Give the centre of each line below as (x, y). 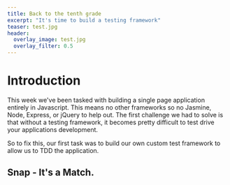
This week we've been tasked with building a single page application (106, 100)
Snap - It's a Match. (51, 173)
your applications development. (53, 129)
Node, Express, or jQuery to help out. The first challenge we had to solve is (115, 114)
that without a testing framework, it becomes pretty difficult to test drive (111, 122)
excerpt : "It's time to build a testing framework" (84, 20)
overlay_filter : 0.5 (43, 46)
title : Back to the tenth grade (54, 14)
